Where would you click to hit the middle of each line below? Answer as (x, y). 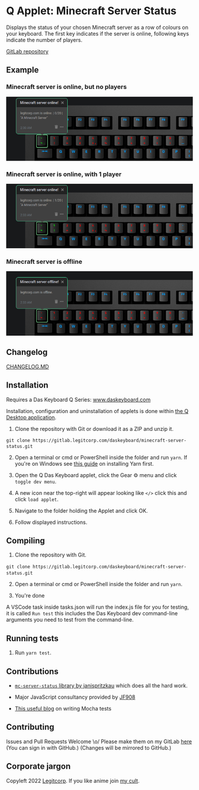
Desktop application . (31, 417)
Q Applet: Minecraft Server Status (91, 11)
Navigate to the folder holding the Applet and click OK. (81, 510)
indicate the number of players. (44, 40)
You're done (30, 596)
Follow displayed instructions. (51, 522)
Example (23, 70)
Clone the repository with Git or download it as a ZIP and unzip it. (94, 428)
